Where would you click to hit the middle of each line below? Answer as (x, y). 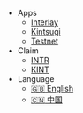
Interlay (45, 22)
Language (36, 79)
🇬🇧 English (52, 89)
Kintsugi (45, 32)
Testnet (45, 41)
